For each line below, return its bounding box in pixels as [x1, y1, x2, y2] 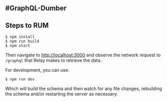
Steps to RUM [5, 21, 49, 30]
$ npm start [5, 43, 30, 48]
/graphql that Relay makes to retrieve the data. [5, 57, 102, 63]
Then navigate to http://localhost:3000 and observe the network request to [5, 52, 161, 58]
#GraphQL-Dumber [5, 4, 67, 13]
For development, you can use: [5, 67, 69, 73]
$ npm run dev [5, 77, 35, 82]
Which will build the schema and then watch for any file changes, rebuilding [5, 85, 162, 92]
